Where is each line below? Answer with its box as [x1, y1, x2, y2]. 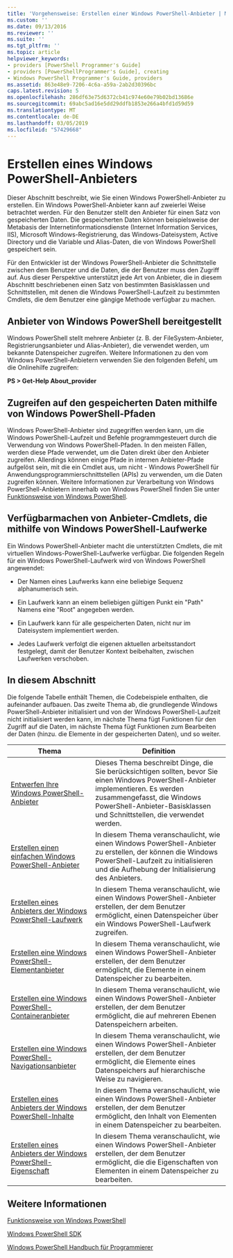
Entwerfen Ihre [10, 779, 59, 789]
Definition [141, 746, 175, 755]
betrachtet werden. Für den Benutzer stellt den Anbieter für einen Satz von [7, 209, 221, 217]
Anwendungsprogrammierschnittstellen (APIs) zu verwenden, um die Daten [7, 470, 223, 478]
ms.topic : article [7, 49, 60, 56]
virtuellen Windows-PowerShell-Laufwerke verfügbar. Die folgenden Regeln [7, 549, 225, 557]
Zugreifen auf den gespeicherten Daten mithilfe [7, 396, 218, 409]
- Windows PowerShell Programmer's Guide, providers [7, 74, 163, 82]
